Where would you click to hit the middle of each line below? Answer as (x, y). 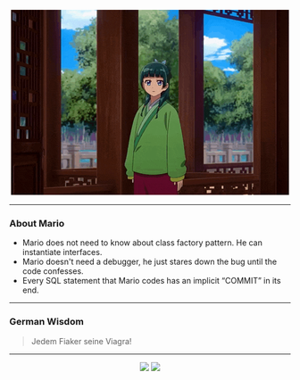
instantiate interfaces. (62, 252)
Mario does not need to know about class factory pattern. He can (142, 243)
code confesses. (53, 271)
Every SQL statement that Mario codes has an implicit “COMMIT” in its (151, 281)
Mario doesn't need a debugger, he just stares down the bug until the (150, 262)
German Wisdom (47, 322)
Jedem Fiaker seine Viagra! (81, 341)
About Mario (37, 223)
